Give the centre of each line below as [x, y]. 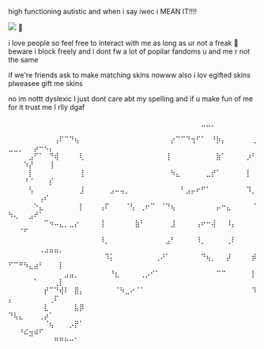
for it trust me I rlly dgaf [47, 107]
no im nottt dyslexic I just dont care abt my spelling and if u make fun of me [131, 99]
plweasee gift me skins [45, 83]
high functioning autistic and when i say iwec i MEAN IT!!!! [103, 11]
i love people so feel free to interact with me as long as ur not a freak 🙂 [123, 43]
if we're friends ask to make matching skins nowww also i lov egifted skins [130, 75]
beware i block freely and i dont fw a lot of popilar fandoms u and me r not [129, 51]
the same [23, 60]
